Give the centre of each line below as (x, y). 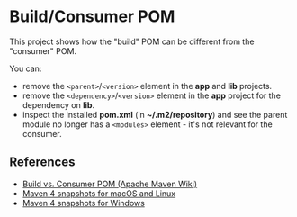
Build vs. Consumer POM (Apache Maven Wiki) (110, 184)
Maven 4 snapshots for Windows (84, 203)
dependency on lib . (58, 104)
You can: (26, 68)
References (42, 163)
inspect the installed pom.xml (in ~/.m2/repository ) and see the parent (155, 114)
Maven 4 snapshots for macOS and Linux (99, 193)
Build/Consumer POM (92, 17)
